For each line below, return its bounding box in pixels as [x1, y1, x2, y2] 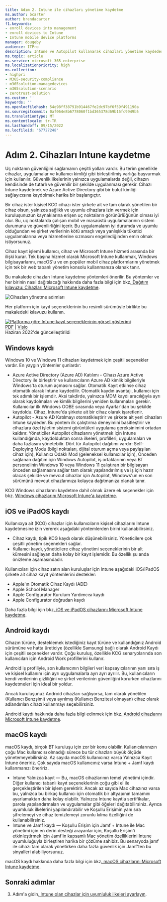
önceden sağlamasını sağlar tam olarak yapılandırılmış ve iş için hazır [12, 467, 154, 473]
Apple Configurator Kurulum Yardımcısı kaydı [12, 591, 104, 598]
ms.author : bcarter [5, 12, 46, 17]
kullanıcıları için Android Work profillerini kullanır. [5, 655, 105, 661]
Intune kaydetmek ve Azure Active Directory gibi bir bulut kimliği [5, 187, 137, 193]
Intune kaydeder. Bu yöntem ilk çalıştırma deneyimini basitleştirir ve [12, 419, 151, 426]
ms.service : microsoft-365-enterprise [5, 58, 85, 63]
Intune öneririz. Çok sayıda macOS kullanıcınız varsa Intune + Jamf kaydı [5, 760, 155, 766]
